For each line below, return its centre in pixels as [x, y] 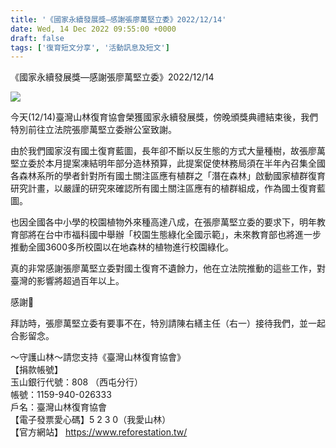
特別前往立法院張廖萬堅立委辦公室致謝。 [93, 130]
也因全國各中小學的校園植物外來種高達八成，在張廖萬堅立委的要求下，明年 [163, 222]
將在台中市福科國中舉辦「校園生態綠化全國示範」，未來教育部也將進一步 [174, 235]
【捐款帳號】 [36, 370]
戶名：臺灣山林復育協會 [58, 407]
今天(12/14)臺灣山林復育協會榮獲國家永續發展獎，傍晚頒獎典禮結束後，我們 [164, 117]
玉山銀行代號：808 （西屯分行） [77, 382]
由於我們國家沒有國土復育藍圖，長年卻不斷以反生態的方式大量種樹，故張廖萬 [168, 151]
